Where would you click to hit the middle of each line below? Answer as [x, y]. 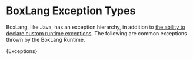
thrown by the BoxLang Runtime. [46, 39]
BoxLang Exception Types [71, 11]
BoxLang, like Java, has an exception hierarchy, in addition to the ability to [96, 27]
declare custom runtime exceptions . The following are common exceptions [96, 33]
